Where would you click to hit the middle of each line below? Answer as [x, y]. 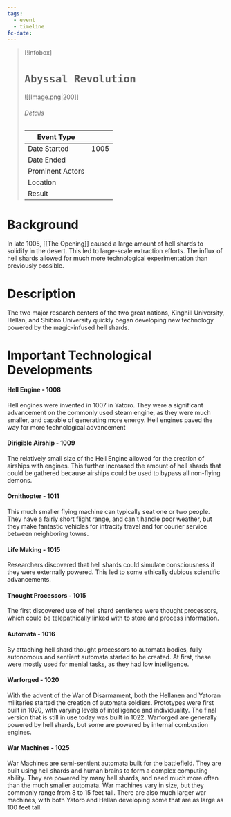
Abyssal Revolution [80, 79]
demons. [20, 480]
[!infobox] [38, 53]
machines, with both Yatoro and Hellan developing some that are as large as [115, 800]
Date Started [48, 149]
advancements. [29, 580]
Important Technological [80, 355]
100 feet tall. [25, 807]
